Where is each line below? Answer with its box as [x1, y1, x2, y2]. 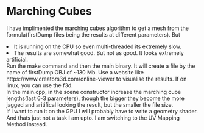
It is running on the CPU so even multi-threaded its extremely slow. [14, 43, 181, 50]
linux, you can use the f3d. [6, 81, 73, 89]
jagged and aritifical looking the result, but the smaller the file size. [6, 101, 174, 108]
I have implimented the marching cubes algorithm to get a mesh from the [6, 24, 189, 32]
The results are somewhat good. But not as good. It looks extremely [14, 49, 184, 56]
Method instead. [6, 120, 47, 128]
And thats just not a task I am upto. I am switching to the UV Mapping [6, 114, 180, 121]
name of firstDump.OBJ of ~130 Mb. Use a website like [6, 68, 144, 76]
